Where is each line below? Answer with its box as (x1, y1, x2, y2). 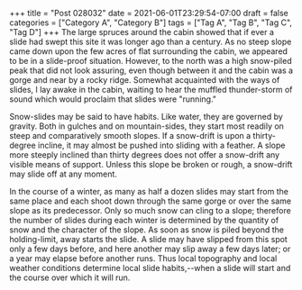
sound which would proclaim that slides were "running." (9, 94, 217, 104)
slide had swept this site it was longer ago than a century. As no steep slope (9, 36, 292, 47)
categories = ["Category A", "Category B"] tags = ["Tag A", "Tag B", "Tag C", (9, 17, 293, 28)
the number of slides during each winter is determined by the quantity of (9, 215, 279, 225)
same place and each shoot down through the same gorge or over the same (9, 195, 291, 206)
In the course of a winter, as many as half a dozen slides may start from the (9, 186, 288, 196)
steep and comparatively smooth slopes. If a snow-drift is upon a (9, 131, 252, 140)
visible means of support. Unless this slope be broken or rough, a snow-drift (9, 159, 293, 169)
